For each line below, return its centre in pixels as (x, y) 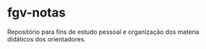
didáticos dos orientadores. (47, 39)
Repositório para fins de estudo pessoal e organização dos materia (103, 32)
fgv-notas (37, 13)
